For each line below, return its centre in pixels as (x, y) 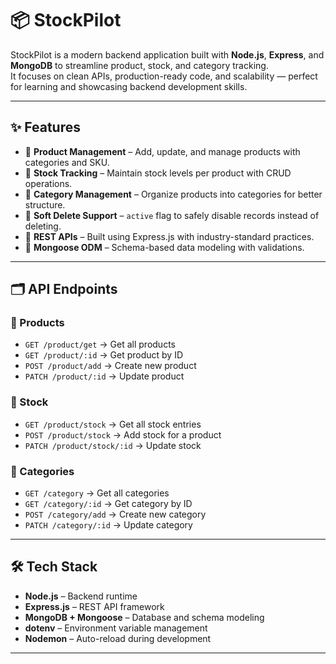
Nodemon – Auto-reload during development (118, 638)
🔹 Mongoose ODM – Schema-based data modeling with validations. (164, 247)
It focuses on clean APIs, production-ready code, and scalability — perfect (164, 76)
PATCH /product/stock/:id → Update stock (113, 445)
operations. (48, 183)
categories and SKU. (67, 162)
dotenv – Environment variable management (116, 628)
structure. (45, 204)
